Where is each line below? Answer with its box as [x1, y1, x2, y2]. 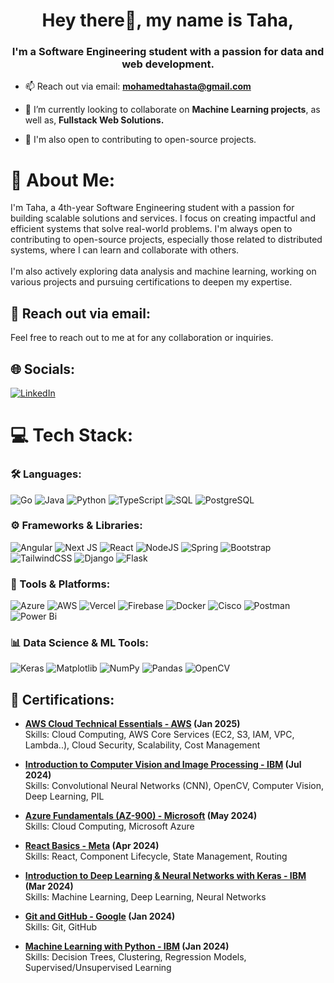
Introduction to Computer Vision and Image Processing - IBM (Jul [24, 759, 302, 771]
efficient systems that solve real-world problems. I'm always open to [10, 223, 293, 235]
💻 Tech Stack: [10, 424, 134, 447]
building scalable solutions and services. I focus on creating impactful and [10, 212, 316, 224]
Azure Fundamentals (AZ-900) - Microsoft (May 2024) [24, 810, 258, 822]
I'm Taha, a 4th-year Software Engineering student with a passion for [10, 202, 295, 214]
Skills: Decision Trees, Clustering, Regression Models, [24, 951, 247, 963]
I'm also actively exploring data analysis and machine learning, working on [10, 265, 317, 278]
